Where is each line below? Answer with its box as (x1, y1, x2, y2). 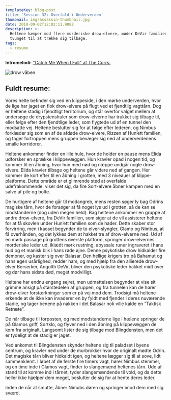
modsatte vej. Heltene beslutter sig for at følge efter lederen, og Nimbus (5, 124, 156, 131)
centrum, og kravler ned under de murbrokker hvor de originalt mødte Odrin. (5, 347, 166, 354)
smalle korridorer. (5, 141, 42, 147)
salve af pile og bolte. (5, 189, 50, 195)
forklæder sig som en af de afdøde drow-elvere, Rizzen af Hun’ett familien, (5, 130, 162, 136)
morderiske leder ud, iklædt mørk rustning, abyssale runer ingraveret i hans (5, 242, 163, 248)
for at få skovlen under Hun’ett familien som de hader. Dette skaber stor (5, 220, 155, 227)
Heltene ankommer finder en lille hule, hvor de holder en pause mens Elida (5, 151, 162, 157)
